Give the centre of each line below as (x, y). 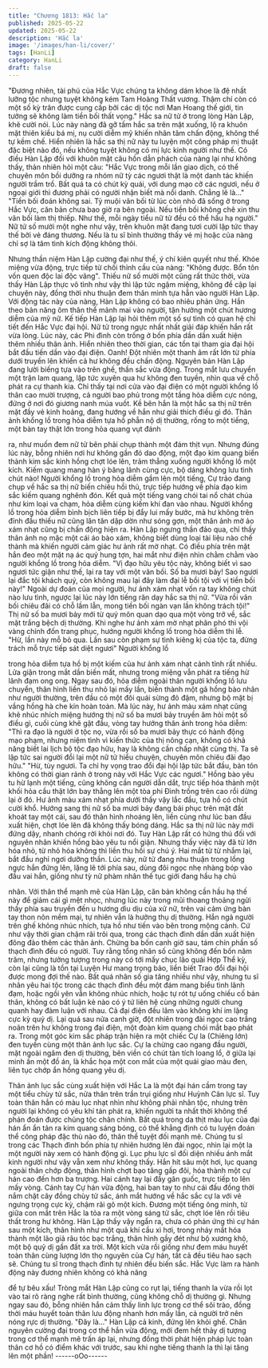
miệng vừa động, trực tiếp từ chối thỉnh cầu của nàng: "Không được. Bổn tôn (134, 267)
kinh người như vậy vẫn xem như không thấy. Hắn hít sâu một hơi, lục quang (133, 1162)
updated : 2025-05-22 (43, 30)
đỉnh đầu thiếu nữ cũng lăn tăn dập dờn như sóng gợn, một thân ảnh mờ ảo (131, 520)
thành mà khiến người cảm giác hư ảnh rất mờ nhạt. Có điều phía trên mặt (129, 546)
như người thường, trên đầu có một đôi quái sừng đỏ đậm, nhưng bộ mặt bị (131, 697)
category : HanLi (35, 61)
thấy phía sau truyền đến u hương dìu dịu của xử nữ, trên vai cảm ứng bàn (130, 908)
